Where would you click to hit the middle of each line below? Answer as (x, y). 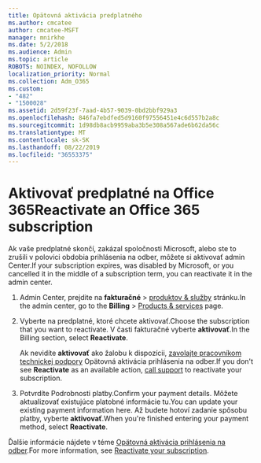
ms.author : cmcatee (40, 23)
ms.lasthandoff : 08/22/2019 (54, 147)
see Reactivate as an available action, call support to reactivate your (130, 370)
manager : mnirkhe (37, 37)
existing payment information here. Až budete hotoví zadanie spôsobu (133, 410)
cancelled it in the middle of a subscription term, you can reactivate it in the (130, 274)
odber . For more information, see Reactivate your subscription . (109, 450)
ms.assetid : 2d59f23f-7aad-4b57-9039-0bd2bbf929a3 (93, 111)
